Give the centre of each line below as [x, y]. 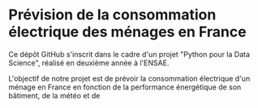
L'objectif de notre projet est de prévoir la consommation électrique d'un [129, 78]
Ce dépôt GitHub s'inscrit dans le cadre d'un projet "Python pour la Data [129, 54]
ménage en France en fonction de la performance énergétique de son [125, 87]
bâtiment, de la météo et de [54, 95]
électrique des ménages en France [127, 32]
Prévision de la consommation [112, 15]
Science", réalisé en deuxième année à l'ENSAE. [89, 63]
